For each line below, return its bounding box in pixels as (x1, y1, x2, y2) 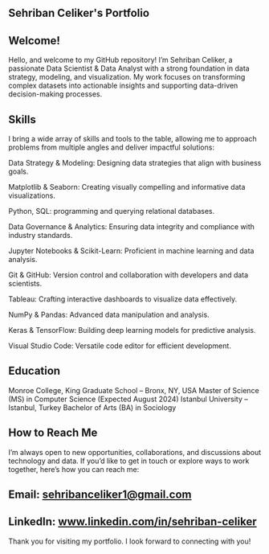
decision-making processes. (8, 89, 103, 99)
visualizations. (8, 191, 56, 200)
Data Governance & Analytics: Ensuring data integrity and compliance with (8, 222, 255, 232)
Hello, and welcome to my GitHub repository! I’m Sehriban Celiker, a (8, 55, 233, 65)
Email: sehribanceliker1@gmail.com (8, 488, 192, 502)
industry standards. (8, 231, 73, 240)
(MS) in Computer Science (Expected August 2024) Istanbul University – (8, 394, 248, 404)
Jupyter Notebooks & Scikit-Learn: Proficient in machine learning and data (8, 246, 255, 256)
